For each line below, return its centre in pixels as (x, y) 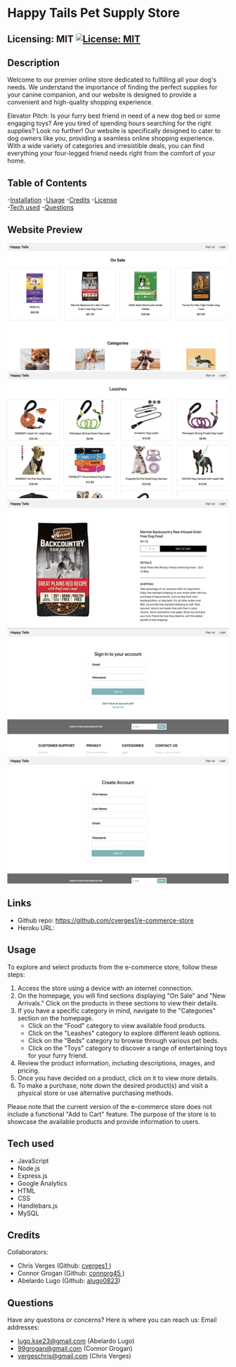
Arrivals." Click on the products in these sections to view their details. (118, 1003)
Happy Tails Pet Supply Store (94, 13)
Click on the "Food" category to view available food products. (117, 1025)
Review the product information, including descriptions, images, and (116, 1063)
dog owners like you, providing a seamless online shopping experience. (111, 138)
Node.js (29, 1168)
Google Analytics (42, 1183)
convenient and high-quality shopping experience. (80, 102)
